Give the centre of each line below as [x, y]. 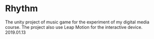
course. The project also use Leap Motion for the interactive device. [74, 27]
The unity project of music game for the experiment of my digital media [77, 22]
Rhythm [21, 9]
